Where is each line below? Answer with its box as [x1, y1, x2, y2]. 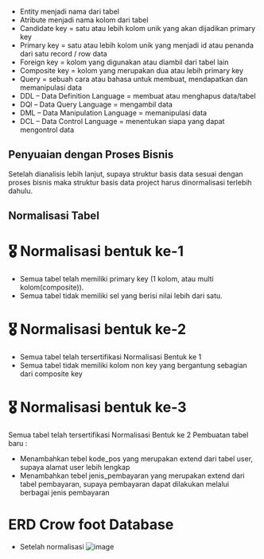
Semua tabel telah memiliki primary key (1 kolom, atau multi [19, 274, 214, 284]
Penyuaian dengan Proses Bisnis [8, 148, 174, 161]
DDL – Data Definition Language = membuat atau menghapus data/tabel [19, 91, 256, 100]
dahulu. [8, 186, 33, 196]
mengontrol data [19, 125, 75, 134]
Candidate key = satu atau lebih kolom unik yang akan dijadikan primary [19, 24, 256, 33]
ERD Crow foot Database [8, 516, 174, 534]
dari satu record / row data [19, 49, 107, 58]
